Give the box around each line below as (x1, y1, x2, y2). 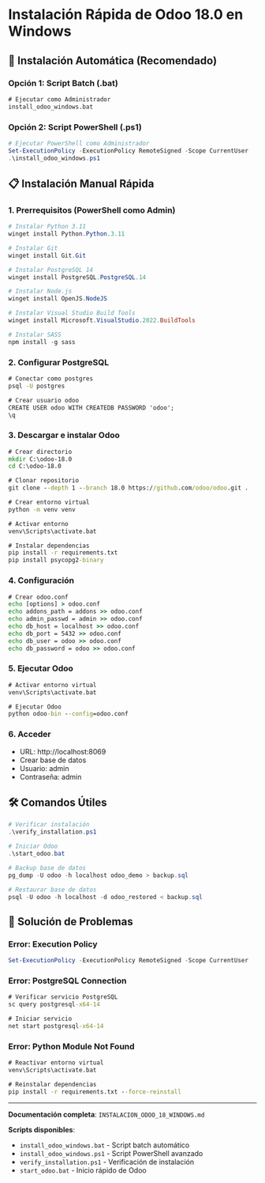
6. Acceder (8, 729, 51, 740)
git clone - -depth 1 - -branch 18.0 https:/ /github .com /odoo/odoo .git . (8, 484, 248, 492)
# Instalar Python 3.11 (8, 223, 87, 231)
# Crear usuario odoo (8, 396, 80, 404)
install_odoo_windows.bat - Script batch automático (19, 1140, 190, 1150)
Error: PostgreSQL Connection (8, 975, 127, 986)
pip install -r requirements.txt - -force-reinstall (8, 1087, 181, 1096)
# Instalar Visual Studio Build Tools (8, 309, 136, 317)
